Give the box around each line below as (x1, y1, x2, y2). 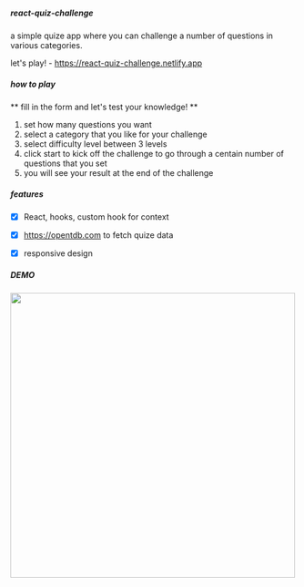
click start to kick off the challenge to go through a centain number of (23, 148, 285, 159)
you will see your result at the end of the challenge (23, 167, 214, 178)
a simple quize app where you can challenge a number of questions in (10, 30, 274, 41)
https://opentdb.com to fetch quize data (23, 229, 174, 241)
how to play (10, 78, 56, 89)
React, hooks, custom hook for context (23, 211, 169, 222)
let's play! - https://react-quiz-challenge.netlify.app (10, 57, 203, 68)
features (10, 188, 44, 200)
